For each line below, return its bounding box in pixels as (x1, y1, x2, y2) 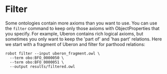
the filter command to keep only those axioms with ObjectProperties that (5, 25, 160, 31)
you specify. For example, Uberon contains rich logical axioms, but (5, 30, 143, 36)
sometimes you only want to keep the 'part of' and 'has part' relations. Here (5, 36, 162, 42)
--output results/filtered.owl (10, 64, 75, 69)
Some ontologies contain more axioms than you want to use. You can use (5, 20, 157, 26)
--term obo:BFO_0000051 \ (10, 59, 64, 64)
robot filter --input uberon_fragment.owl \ (5, 51, 100, 56)
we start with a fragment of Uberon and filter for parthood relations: (5, 41, 145, 47)
